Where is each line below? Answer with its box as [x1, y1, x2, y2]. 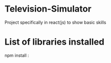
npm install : [4, 52, 29, 58]
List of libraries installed [4, 36, 105, 47]
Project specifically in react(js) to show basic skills [4, 19, 106, 25]
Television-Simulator [4, 3, 91, 15]
